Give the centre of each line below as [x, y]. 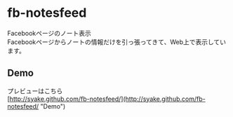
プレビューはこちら [35, 91]
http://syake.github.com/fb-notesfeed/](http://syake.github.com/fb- [107, 99]
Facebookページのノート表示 [49, 33]
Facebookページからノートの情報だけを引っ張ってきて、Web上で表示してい [117, 42]
